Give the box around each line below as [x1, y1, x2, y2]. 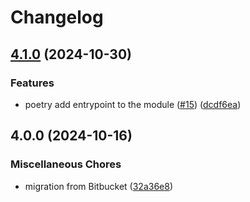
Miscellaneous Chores [10, 157, 122, 171]
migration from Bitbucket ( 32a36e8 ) [24, 180, 174, 192]
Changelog [10, 6, 104, 29]
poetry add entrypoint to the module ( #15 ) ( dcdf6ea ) [24, 98, 242, 110]
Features [10, 76, 55, 90]
